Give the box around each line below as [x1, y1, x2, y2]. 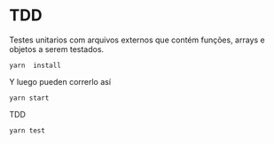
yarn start [9, 94, 50, 102]
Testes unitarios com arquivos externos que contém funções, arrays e [9, 34, 266, 45]
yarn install [9, 61, 62, 70]
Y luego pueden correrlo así [9, 76, 112, 87]
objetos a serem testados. [9, 43, 105, 54]
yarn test [9, 125, 46, 135]
